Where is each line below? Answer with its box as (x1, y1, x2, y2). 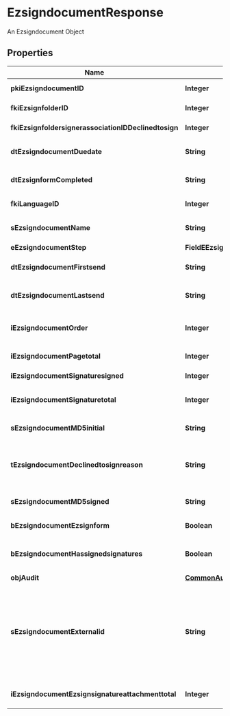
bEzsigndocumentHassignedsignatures (10, 549, 142, 559)
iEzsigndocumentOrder (10, 323, 88, 333)
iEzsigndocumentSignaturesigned (10, 371, 125, 381)
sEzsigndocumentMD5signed (10, 496, 110, 506)
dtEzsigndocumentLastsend (10, 290, 105, 300)
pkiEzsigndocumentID (10, 84, 84, 93)
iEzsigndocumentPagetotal (10, 351, 101, 361)
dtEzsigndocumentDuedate (10, 146, 103, 156)
